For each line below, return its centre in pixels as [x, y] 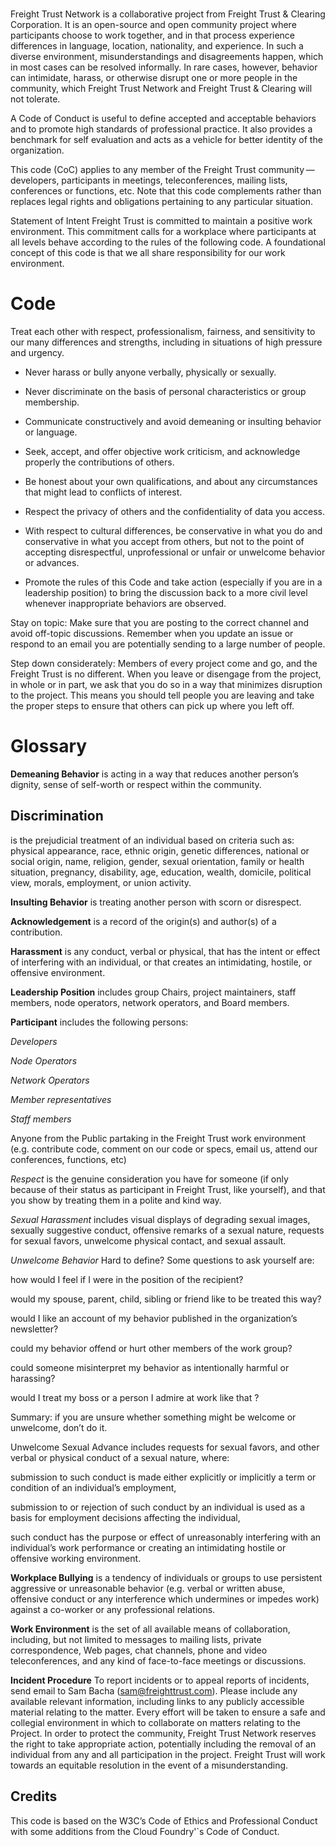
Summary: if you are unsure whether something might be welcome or [153, 1417]
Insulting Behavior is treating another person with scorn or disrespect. [156, 902]
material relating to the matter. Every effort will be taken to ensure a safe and [168, 1712]
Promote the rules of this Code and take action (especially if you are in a [173, 582]
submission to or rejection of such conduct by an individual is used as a [158, 1507]
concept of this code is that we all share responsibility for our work [148, 253]
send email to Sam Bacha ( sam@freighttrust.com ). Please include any [154, 1690]
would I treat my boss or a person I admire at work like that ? [135, 1397]
